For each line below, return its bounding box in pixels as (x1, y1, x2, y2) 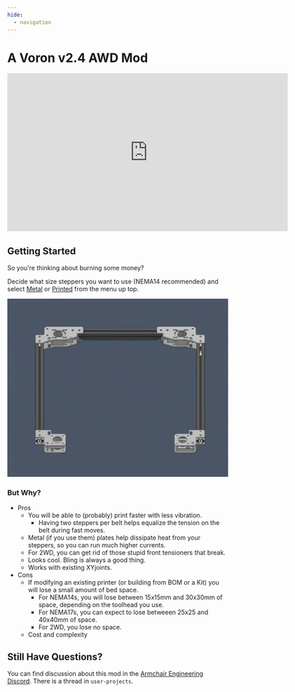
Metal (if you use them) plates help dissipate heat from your (27, 533, 201, 542)
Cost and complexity (27, 630, 88, 639)
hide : (7, 11, 23, 18)
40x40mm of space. (38, 616, 97, 624)
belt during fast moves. (38, 526, 105, 535)
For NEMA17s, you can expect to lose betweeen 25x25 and (38, 608, 209, 617)
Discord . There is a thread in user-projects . (7, 677, 134, 685)
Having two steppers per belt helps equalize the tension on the (38, 519, 220, 527)
